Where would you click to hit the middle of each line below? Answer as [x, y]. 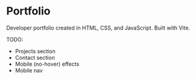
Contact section [35, 57]
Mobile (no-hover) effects [47, 64]
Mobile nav [29, 70]
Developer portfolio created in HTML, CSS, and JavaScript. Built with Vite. [98, 28]
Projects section [35, 51]
